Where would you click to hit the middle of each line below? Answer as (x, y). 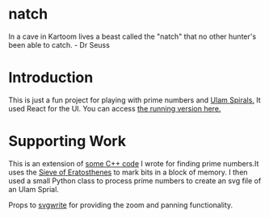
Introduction (51, 78)
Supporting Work (67, 141)
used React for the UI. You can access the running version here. (115, 108)
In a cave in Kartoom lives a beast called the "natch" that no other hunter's (132, 36)
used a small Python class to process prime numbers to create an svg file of (135, 180)
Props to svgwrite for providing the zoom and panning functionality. (121, 205)
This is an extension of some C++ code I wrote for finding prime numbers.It (134, 163)
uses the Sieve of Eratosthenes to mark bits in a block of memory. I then (128, 172)
